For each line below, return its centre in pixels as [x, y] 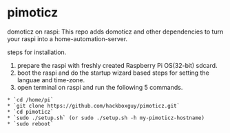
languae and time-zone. [51, 80]
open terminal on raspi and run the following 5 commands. [100, 87]
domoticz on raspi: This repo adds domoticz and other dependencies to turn [115, 32]
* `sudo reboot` [30, 124]
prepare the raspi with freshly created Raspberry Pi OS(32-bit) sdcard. [117, 65]
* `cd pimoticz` [30, 112]
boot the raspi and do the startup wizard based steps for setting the [113, 73]
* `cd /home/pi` [30, 100]
